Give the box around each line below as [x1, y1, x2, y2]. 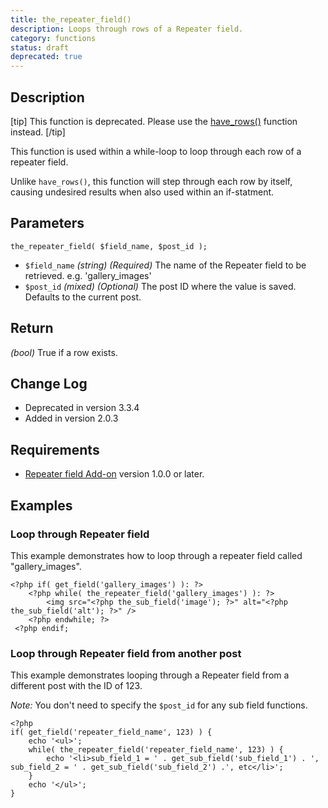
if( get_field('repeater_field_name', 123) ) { [10, 727, 213, 738]
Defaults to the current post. [24, 291, 142, 303]
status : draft [10, 42, 70, 53]
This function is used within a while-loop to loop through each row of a [10, 145, 302, 157]
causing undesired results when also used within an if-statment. [10, 186, 275, 198]
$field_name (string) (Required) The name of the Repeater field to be [24, 259, 307, 271]
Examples [10, 497, 73, 514]
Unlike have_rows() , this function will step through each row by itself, [10, 175, 293, 187]
